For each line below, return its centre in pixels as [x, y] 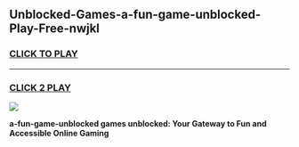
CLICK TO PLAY [44, 54]
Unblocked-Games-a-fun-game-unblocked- [135, 15]
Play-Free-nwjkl [55, 29]
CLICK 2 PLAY [40, 87]
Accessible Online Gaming [59, 133]
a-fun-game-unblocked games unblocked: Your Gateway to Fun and [138, 123]
